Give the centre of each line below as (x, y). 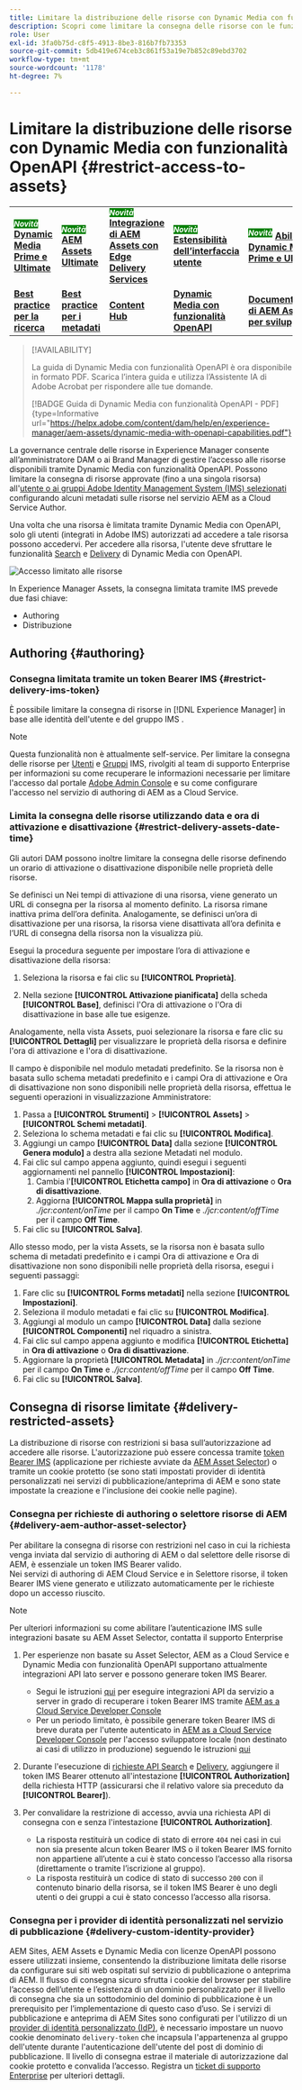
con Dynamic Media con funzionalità (149, 147)
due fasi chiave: (39, 598)
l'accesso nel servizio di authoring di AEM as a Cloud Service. (124, 793)
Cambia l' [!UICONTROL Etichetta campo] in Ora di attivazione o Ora (164, 1181)
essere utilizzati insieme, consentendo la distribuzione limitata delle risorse (148, 1961)
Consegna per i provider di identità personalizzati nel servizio (147, 1920)
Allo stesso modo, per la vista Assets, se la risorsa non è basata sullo (137, 1246)
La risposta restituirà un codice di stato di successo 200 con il (149, 1877)
